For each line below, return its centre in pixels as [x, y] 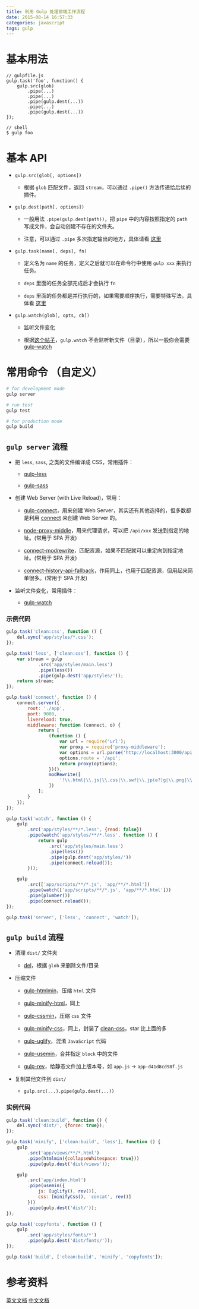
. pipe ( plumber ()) [49, 895]
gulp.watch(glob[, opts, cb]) [52, 316]
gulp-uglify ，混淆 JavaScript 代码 [65, 1041]
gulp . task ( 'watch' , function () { [49, 818]
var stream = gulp [40, 659]
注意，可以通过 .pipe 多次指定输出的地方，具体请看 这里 [92, 239]
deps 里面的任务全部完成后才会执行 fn [70, 283]
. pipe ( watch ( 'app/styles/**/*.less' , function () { [93, 835]
